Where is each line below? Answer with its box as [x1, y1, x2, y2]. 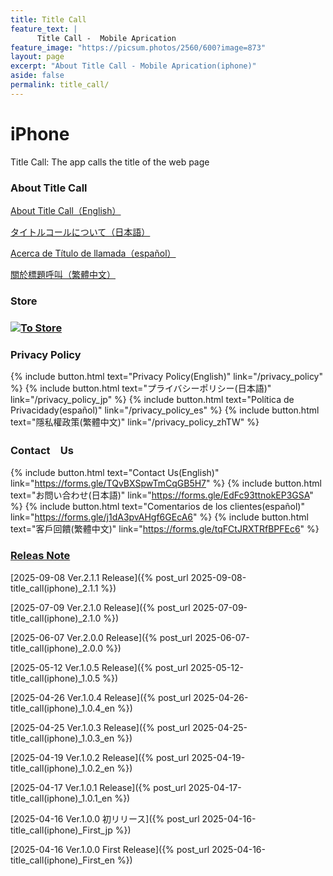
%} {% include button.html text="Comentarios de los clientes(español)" [10, 501, 305, 513]
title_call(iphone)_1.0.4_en [10, 702, 116, 714]
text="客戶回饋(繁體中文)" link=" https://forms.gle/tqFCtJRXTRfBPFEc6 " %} [10, 523, 320, 535]
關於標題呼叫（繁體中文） [10, 268, 116, 280]
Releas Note [10, 549, 71, 563]
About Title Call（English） [10, 204, 122, 216]
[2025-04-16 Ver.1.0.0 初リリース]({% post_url [10, 812, 200, 825]
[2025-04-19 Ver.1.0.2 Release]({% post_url [10, 751, 190, 763]
